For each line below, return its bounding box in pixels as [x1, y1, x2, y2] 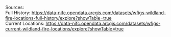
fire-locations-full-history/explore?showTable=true [5, 15, 112, 21]
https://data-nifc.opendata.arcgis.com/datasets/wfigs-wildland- [31, 10, 166, 16]
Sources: [5, 5, 25, 10]
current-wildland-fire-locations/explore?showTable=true [5, 26, 124, 32]
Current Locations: [5, 20, 45, 26]
